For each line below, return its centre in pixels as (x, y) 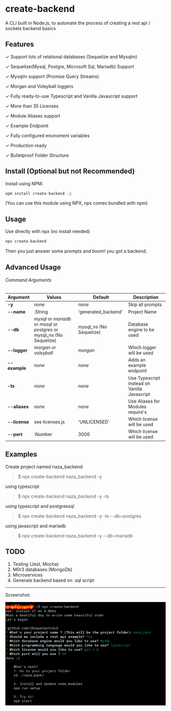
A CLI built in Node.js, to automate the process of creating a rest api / (78, 23)
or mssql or (46, 324)
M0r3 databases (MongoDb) (42, 569)
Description (146, 297)
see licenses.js (49, 422)
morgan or (45, 348)
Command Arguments (28, 280)
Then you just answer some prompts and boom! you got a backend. (76, 251)
